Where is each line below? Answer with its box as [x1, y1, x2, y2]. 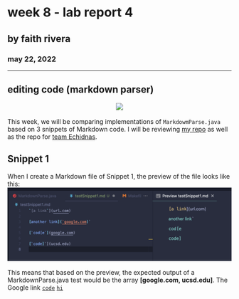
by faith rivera [7, 33, 71, 45]
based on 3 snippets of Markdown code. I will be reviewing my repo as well [7, 125, 228, 133]
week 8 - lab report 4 [7, 4, 134, 21]
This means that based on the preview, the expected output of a [7, 268, 195, 276]
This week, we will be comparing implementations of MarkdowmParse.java [7, 117, 221, 125]
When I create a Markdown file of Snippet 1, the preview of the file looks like [7, 172, 230, 180]
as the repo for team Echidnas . [7, 132, 97, 141]
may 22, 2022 [7, 54, 57, 64]
